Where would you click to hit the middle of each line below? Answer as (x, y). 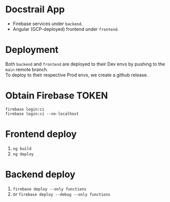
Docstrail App (35, 9)
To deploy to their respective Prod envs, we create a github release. (77, 75)
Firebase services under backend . (48, 24)
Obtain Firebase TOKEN (57, 96)
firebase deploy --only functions (49, 189)
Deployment (32, 50)
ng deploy (23, 154)
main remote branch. (27, 69)
